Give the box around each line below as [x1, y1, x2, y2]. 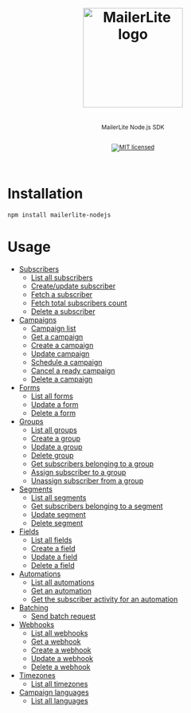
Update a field [30, 552, 78, 562]
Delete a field [30, 561, 75, 570]
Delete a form [30, 409, 76, 417]
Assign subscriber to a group [30, 468, 127, 476]
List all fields [30, 535, 72, 544]
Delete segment [30, 519, 84, 527]
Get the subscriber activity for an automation [30, 594, 178, 604]
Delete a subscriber [30, 307, 96, 316]
